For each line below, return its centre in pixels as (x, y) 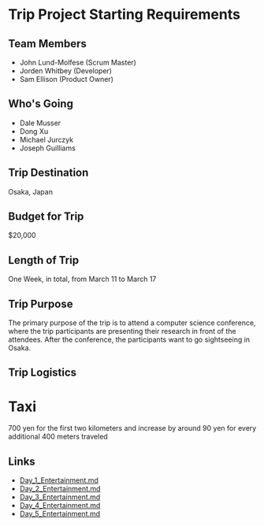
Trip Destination (48, 173)
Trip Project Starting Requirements (124, 15)
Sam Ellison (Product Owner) (67, 79)
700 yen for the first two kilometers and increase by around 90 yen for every (132, 428)
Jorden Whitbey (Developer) (66, 71)
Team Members (47, 44)
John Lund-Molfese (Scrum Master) (78, 62)
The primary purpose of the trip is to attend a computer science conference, (132, 323)
